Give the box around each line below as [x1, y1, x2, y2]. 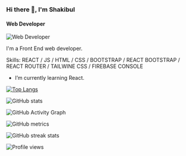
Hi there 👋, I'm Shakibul [6, 5, 76, 14]
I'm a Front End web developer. [6, 45, 83, 52]
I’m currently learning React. [14, 74, 85, 82]
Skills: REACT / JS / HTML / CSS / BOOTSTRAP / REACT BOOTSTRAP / [6, 57, 181, 64]
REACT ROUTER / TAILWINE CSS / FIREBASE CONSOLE [6, 63, 144, 70]
